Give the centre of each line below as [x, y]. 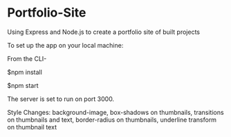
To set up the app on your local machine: [65, 45]
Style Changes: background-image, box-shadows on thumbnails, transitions [115, 112]
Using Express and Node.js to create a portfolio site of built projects [104, 32]
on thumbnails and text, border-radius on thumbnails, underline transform [112, 120]
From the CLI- [27, 58]
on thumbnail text [32, 127]
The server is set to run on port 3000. [61, 99]
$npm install [25, 72]
